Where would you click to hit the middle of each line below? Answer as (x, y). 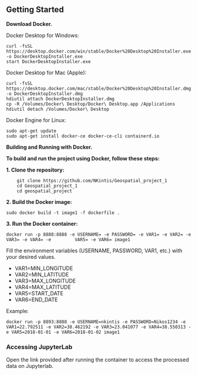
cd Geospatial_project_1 (47, 186)
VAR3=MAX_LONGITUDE (45, 281)
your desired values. (31, 256)
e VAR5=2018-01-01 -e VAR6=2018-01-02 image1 (63, 332)
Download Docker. (29, 24)
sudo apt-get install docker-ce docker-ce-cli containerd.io (83, 136)
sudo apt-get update (32, 131)
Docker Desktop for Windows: (43, 35)
